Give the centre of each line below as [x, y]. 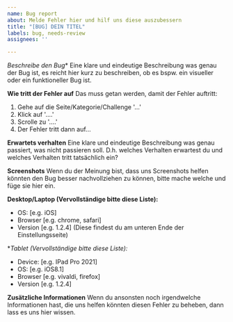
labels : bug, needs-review [46, 33]
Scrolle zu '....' [37, 122]
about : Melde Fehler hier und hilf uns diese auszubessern [95, 20]
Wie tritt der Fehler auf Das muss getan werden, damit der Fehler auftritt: [112, 94]
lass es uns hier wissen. [41, 312]
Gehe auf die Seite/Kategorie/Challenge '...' [79, 107]
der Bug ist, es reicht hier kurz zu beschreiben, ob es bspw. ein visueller [111, 73]
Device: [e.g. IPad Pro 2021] [57, 262]
